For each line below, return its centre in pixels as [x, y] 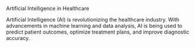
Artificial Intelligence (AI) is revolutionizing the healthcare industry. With [93, 19]
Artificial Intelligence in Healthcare [48, 8]
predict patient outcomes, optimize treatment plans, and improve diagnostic [98, 32]
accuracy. [18, 38]
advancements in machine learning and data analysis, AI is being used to [94, 26]
